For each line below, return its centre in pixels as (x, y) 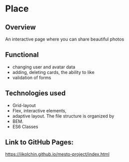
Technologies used (35, 93)
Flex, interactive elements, (39, 110)
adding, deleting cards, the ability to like (53, 72)
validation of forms (32, 77)
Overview (21, 27)
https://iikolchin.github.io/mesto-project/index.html (57, 154)
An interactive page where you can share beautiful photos (65, 39)
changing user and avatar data (44, 67)
